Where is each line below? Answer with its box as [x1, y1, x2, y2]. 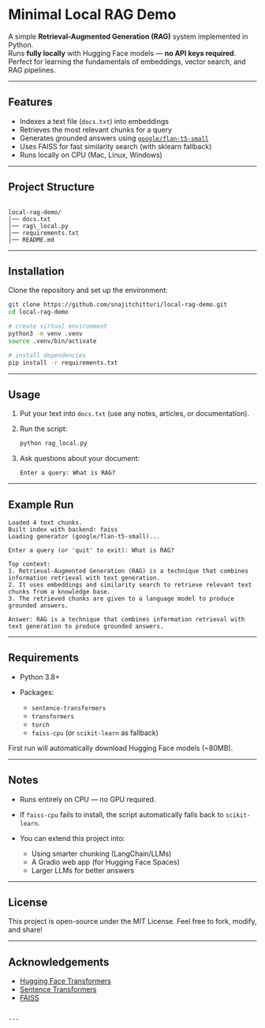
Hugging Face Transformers [19, 977, 112, 986]
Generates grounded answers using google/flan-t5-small [19, 133, 209, 143]
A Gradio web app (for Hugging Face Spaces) [31, 857, 180, 866]
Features [8, 96, 53, 109]
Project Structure [8, 180, 95, 194]
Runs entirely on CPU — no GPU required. [19, 794, 156, 804]
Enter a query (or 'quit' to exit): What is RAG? [8, 546, 175, 554]
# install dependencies [8, 351, 87, 359]
